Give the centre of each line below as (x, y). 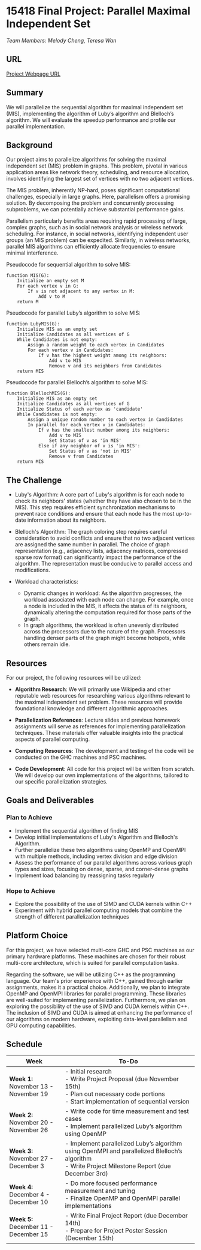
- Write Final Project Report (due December (127, 1215)
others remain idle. (47, 644)
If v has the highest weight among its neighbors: (103, 355)
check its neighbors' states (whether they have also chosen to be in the (103, 501)
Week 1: (21, 1079)
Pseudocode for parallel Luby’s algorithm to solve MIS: (73, 313)
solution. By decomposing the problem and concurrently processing (90, 203)
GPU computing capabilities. (41, 1025)
